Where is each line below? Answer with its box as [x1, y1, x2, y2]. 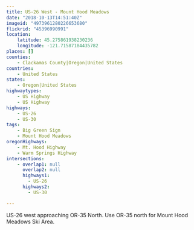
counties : [6, 54, 31, 60]
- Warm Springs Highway [17, 150, 77, 156]
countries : [6, 65, 34, 72]
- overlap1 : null [17, 161, 61, 167]
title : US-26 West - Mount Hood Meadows [6, 8, 110, 15]
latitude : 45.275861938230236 [17, 37, 94, 43]
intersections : [6, 155, 45, 161]
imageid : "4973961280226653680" [6, 20, 88, 26]
